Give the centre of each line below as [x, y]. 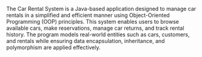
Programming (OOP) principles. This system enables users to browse [93, 22]
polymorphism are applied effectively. [53, 47]
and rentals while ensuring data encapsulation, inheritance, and [86, 41]
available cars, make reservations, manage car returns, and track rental [95, 28]
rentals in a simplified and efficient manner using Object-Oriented [88, 15]
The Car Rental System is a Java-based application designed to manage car [101, 9]
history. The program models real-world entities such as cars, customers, [98, 35]
